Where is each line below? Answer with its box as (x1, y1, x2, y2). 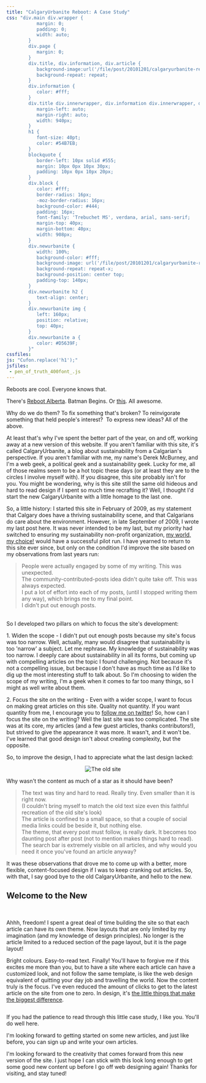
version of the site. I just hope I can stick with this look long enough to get (6, 1057, 193, 1064)
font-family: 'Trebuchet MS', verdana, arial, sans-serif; (36, 214, 191, 221)
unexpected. (21, 569, 53, 576)
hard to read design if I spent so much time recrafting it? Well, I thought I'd (6, 486, 194, 494)
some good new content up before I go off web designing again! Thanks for (6, 1063, 197, 1070)
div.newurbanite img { (28, 306, 86, 312)
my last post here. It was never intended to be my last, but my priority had (6, 524, 193, 532)
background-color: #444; (36, 203, 100, 209)
